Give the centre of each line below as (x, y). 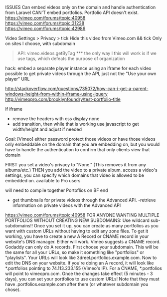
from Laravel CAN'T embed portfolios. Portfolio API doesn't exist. (72, 13)
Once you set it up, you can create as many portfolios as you (96, 226)
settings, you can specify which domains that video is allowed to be (75, 175)
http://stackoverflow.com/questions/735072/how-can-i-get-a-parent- (77, 89)
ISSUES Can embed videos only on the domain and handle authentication (81, 7)
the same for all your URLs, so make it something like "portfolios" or (75, 252)
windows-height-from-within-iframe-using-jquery (57, 94)
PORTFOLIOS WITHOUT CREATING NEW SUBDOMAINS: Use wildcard (77, 220)
